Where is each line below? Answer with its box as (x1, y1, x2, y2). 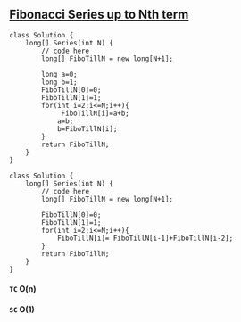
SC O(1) (9, 304, 36, 315)
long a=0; (41, 70, 78, 78)
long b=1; (41, 78, 78, 87)
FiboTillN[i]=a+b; (61, 109, 129, 118)
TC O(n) (9, 284, 37, 294)
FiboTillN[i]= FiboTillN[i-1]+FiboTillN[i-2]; (56, 234, 234, 243)
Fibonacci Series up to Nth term (9, 7, 189, 22)
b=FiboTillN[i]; (56, 124, 118, 133)
